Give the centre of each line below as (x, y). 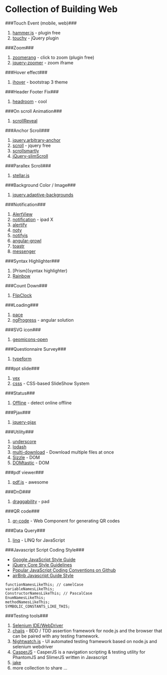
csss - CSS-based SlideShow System (51, 383)
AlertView (22, 214)
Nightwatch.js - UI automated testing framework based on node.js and (84, 641)
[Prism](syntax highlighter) (40, 270)
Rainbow (21, 276)
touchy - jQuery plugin (35, 38)
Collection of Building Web (62, 9)
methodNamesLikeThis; (28, 602)
